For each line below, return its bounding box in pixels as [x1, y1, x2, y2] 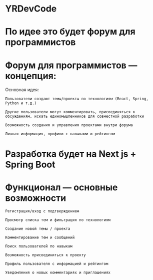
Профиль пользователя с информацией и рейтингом [5, 261, 108, 266]
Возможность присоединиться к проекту [5, 252, 86, 258]
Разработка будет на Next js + [5, 148, 136, 159]
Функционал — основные [5, 181, 118, 193]
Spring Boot [5, 159, 55, 170]
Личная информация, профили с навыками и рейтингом [5, 131, 115, 137]
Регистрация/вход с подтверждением [5, 209, 79, 214]
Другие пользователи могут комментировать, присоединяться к [5, 110, 135, 115]
